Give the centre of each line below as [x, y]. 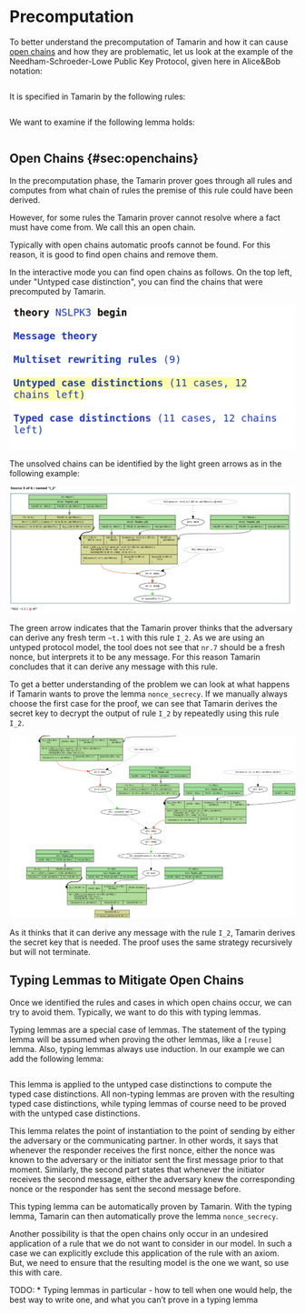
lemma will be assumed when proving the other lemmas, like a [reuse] [141, 1039]
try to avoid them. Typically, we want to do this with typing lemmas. [135, 1012]
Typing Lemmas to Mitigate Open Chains [127, 981]
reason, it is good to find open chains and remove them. [114, 254]
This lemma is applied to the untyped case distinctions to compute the [141, 1084]
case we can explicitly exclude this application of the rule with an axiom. [144, 1253]
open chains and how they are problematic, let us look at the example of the [151, 51]
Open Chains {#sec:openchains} [104, 159]
